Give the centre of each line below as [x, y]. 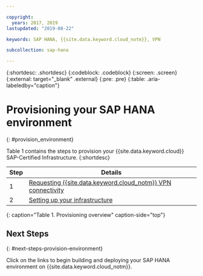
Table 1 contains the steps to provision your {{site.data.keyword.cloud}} [95, 151]
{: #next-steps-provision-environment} [55, 248]
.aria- [154, 79]
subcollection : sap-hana [37, 50]
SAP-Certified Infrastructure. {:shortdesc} [58, 158]
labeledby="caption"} [33, 86]
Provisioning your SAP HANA [81, 110]
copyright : [20, 17]
